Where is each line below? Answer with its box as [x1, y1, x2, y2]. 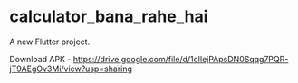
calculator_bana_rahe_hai [9, 6, 208, 27]
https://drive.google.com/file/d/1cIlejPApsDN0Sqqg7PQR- [72, 53, 289, 64]
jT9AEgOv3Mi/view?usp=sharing [9, 63, 133, 74]
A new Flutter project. [9, 36, 91, 47]
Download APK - [9, 53, 72, 64]
